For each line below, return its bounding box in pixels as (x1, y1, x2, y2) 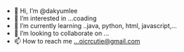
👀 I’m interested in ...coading (13, 14, 97, 22)
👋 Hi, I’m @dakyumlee (13, 7, 78, 15)
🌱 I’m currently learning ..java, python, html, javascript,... (13, 22, 178, 30)
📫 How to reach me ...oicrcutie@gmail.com (13, 37, 140, 45)
